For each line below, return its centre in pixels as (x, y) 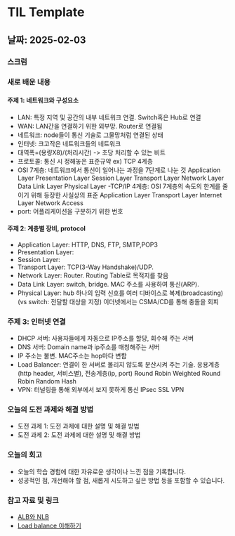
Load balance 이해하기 (49, 526)
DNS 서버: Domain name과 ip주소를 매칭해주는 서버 (88, 347)
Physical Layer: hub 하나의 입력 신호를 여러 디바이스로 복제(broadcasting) (120, 293)
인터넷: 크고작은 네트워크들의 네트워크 (69, 143)
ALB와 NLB (33, 517)
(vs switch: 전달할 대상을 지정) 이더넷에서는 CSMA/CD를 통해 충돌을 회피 (118, 301)
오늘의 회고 (25, 455)
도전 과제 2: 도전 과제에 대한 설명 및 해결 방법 (79, 435)
